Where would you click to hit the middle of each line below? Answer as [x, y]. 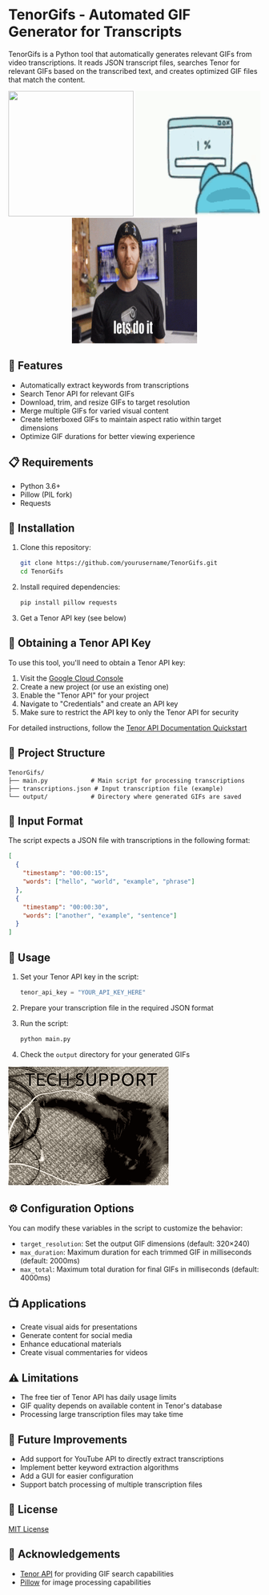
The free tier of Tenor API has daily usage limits [98, 1398]
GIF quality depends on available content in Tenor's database [121, 1406]
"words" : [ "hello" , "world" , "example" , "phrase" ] [109, 882]
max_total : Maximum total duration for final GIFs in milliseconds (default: [139, 1269]
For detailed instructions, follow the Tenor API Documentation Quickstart [128, 727]
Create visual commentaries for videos [84, 1353]
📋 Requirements [51, 463]
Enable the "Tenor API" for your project [84, 695]
